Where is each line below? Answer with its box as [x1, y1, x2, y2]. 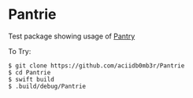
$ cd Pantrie [8, 68, 51, 76]
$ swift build [8, 75, 55, 83]
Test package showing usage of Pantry [8, 31, 135, 41]
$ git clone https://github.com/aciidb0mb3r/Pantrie [8, 61, 185, 70]
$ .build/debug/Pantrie [8, 82, 87, 90]
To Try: [8, 46, 32, 56]
